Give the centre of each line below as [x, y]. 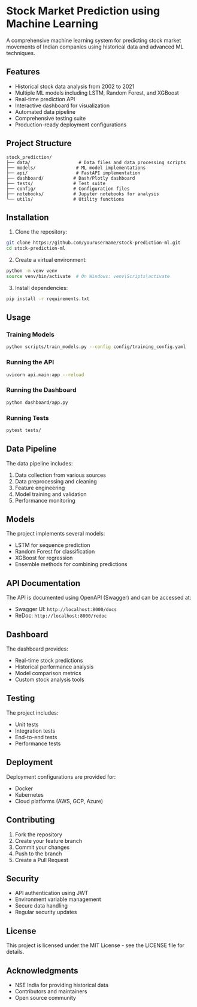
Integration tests [35, 731]
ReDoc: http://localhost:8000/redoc [61, 616]
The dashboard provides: [37, 649]
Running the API [30, 362]
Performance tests [38, 743]
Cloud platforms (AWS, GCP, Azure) [59, 801]
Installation [28, 217]
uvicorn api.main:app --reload [45, 375]
